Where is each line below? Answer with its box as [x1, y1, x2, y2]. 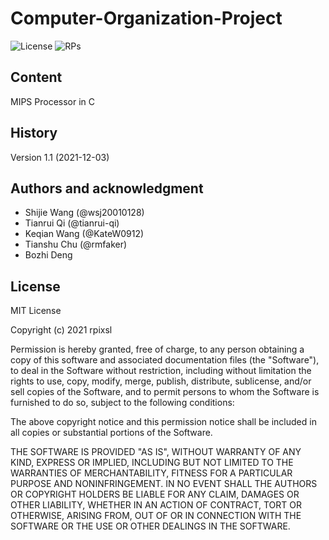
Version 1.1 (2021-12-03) [10, 151, 110, 163]
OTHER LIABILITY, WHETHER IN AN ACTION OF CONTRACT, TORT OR [10, 499, 302, 511]
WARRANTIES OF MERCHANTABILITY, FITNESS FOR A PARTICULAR [10, 467, 293, 479]
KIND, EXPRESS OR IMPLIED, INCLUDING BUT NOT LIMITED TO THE [10, 457, 294, 469]
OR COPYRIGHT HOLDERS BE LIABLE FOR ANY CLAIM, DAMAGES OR [10, 488, 300, 501]
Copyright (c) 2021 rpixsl [10, 324, 113, 336]
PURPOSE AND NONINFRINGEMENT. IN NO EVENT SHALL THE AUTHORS [10, 478, 318, 490]
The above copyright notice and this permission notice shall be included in [10, 416, 317, 428]
